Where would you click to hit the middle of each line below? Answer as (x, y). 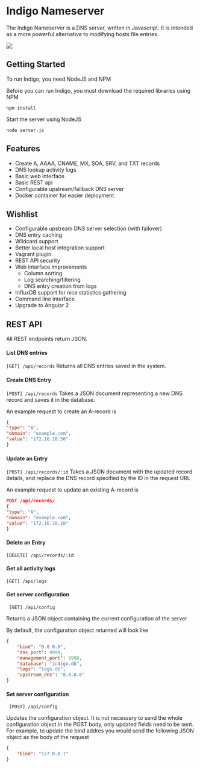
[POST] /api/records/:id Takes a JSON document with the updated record (99, 472)
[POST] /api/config (33, 707)
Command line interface (45, 299)
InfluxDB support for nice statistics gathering (70, 293)
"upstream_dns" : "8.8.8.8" (51, 675)
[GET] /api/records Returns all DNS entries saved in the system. (86, 366)
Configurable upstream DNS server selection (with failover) (89, 229)
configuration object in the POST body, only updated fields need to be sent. (100, 725)
